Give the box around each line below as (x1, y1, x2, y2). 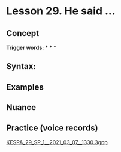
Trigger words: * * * (6, 44, 57, 51)
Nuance (6, 102, 37, 112)
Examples (6, 82, 44, 92)
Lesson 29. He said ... (6, 4, 116, 18)
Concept (6, 28, 40, 38)
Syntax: (6, 61, 36, 71)
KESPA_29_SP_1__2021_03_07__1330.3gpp (6, 138, 108, 145)
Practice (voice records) (6, 123, 98, 133)
